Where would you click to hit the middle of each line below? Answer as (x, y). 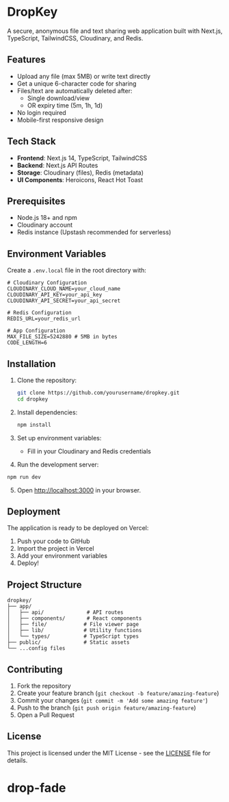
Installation (31, 364)
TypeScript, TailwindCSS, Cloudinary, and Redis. (75, 38)
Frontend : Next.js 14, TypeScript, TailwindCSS (82, 158)
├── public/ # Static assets (68, 642)
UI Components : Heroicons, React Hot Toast (80, 179)
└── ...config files (37, 649)
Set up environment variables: (59, 438)
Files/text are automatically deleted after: (75, 90)
